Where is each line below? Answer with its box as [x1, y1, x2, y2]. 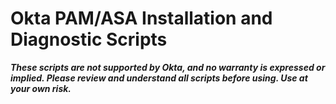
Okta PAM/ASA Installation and [10, 7, 273, 30]
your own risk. [10, 82, 72, 94]
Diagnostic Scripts [10, 28, 168, 51]
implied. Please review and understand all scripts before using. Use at [10, 72, 308, 84]
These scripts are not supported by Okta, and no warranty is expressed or [10, 61, 326, 73]
